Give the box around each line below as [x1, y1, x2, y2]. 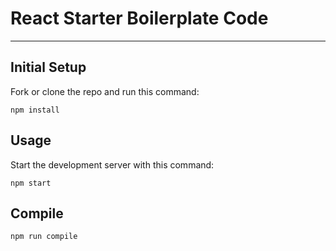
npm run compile [10, 232, 78, 242]
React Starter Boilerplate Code [10, 7, 269, 30]
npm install [10, 105, 60, 115]
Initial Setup [10, 59, 87, 76]
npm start [10, 178, 52, 188]
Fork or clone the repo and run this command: [10, 85, 200, 97]
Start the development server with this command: [10, 158, 215, 171]
